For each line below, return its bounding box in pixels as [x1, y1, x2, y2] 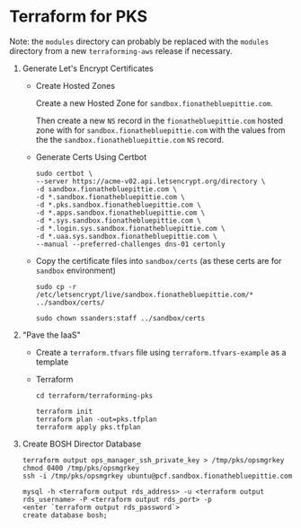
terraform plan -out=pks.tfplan [35, 415, 157, 424]
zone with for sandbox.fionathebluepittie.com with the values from [35, 124, 286, 136]
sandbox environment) [35, 265, 117, 276]
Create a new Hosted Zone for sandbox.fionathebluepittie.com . [35, 97, 273, 109]
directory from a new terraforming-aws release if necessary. [9, 45, 233, 56]
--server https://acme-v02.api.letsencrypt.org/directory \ [35, 177, 266, 186]
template [35, 356, 69, 367]
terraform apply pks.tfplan [35, 422, 141, 432]
